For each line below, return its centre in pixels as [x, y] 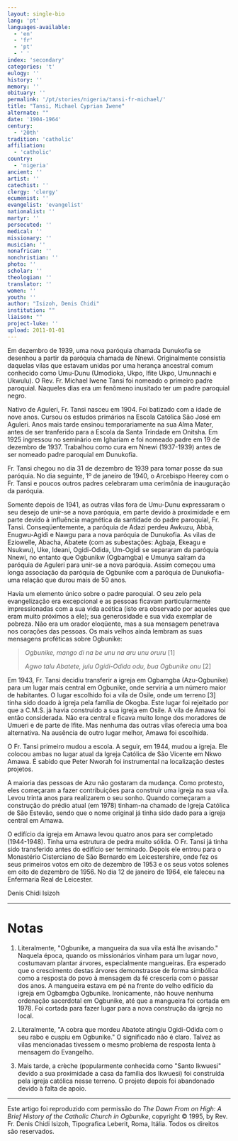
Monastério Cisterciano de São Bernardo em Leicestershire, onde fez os [113, 856]
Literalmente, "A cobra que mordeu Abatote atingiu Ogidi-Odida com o [120, 1029]
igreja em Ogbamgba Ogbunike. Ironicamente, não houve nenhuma [115, 993]
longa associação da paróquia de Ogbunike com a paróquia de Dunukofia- [116, 572]
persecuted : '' [30, 225]
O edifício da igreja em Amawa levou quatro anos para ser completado [110, 834]
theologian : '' [30, 277]
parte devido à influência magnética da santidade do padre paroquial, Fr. [113, 519]
